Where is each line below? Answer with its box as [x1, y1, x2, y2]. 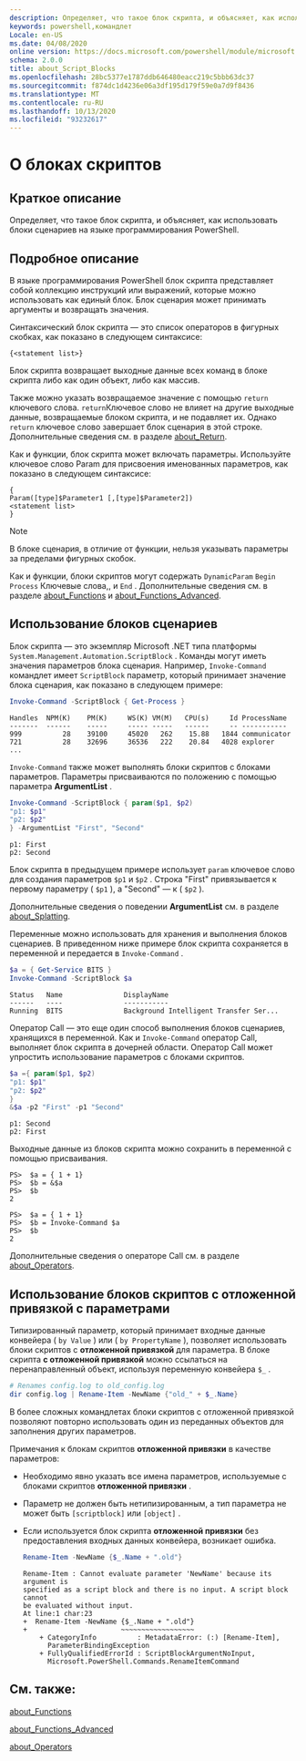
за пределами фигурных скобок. [9, 552, 137, 563]
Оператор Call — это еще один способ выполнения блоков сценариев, [9, 1022, 285, 1033]
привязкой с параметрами [9, 1301, 170, 1316]
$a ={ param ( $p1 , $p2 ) [9, 1068, 96, 1078]
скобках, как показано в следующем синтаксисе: [9, 331, 203, 342]
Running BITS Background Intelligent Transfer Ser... [9, 1006, 280, 1015]
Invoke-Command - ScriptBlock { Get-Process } [9, 696, 185, 706]
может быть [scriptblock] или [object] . [22, 1508, 181, 1519]
